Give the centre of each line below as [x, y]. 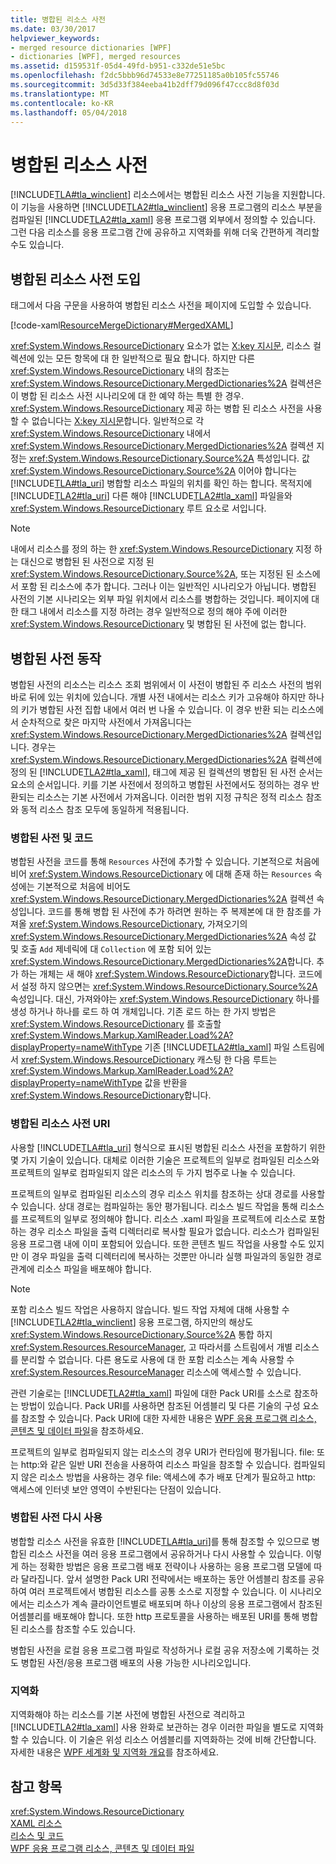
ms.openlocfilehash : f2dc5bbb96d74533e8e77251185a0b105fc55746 [145, 76]
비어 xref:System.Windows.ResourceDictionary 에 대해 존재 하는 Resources [161, 874]
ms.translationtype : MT [60, 94]
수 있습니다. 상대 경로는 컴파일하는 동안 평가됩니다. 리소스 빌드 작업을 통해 [154, 1206]
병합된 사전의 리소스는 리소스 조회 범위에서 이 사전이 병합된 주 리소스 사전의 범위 [166, 684]
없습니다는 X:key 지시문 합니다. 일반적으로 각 [118, 421]
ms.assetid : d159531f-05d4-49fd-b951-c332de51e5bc [118, 66]
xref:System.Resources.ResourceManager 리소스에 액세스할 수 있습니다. [156, 1372]
